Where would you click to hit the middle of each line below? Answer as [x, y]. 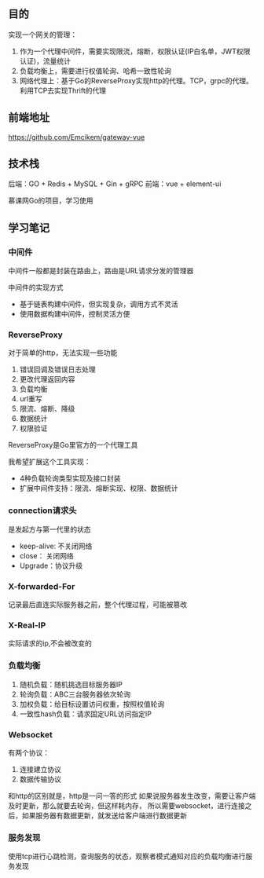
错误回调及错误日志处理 [57, 369]
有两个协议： [29, 752]
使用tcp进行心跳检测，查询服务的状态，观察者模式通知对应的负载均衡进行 [127, 856]
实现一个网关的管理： [42, 35]
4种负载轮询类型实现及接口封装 [70, 478]
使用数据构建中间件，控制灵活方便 [75, 314]
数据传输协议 [40, 779]
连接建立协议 [40, 769]
